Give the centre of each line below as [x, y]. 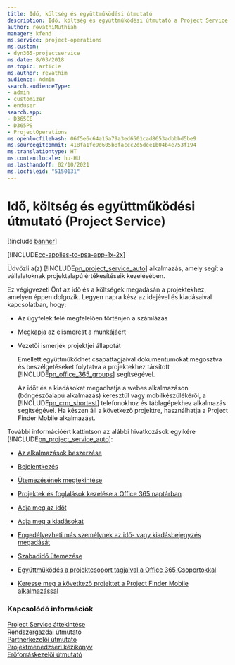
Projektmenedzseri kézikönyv [50, 647]
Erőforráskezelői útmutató [45, 654]
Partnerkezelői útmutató [42, 639]
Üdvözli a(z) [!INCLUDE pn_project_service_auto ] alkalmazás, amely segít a [115, 268]
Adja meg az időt [42, 507]
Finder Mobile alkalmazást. [57, 418]
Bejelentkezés [38, 466]
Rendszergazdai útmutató [45, 632]
